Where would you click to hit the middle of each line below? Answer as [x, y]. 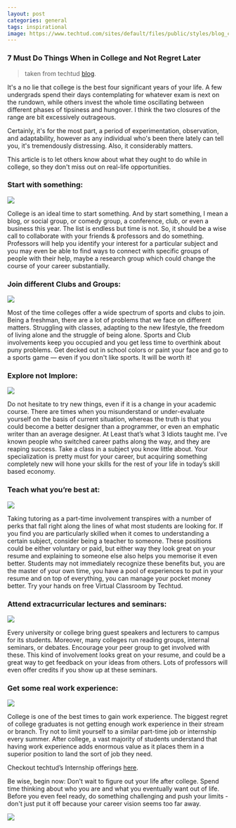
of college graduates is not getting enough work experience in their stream [116, 724]
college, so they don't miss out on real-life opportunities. [89, 167]
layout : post [26, 14]
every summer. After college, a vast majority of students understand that [112, 739]
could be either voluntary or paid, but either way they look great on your [111, 548]
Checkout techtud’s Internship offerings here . [73, 767]
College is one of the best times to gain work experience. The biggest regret [118, 717]
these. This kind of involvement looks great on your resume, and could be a [117, 655]
